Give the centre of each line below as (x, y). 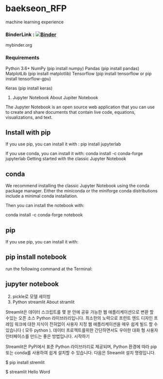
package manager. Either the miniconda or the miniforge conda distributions (81, 191)
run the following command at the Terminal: (49, 269)
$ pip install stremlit (25, 362)
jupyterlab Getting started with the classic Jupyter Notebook (66, 159)
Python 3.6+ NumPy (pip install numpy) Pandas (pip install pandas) (73, 68)
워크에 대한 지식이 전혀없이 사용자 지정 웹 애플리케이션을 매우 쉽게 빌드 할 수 (86, 324)
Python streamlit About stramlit (43, 302)
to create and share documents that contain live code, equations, (71, 112)
